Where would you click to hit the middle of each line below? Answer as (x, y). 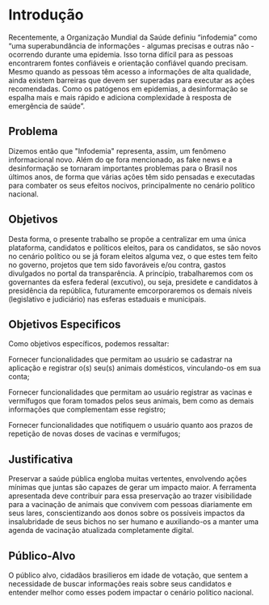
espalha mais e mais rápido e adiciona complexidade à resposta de (120, 97)
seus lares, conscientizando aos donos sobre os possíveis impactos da (126, 513)
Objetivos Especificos (65, 324)
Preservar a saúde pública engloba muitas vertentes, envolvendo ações (128, 479)
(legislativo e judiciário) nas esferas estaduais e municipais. (107, 299)
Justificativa (41, 459)
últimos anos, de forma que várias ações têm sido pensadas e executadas (132, 176)
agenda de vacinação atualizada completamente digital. (101, 531)
